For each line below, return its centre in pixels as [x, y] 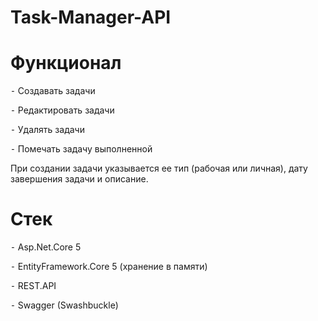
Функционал [66, 63]
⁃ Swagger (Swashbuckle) [64, 305]
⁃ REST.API [33, 286]
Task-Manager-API [91, 17]
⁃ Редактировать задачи [62, 110]
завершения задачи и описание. [79, 179]
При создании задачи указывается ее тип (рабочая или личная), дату [159, 168]
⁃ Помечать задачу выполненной [81, 149]
